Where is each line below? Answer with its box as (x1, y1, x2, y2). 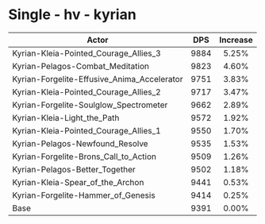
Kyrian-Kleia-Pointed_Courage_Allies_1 (12, 125, 161, 136)
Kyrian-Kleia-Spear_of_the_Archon (12, 176, 144, 187)
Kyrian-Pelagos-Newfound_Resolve (12, 137, 148, 149)
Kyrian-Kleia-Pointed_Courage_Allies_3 (12, 48, 161, 59)
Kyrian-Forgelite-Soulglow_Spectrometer (12, 99, 168, 110)
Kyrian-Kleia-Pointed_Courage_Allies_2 (12, 86, 161, 97)
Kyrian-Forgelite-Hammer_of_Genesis (12, 189, 156, 200)
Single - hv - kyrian (8, 6, 136, 24)
